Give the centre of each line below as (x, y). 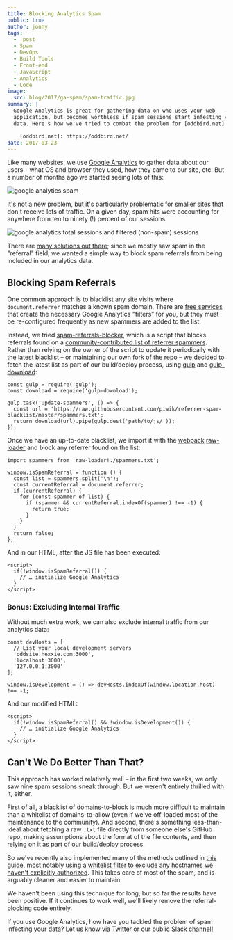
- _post (25, 40)
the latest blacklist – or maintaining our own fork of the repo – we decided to (116, 357)
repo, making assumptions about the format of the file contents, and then (112, 837)
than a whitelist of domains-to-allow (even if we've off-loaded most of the (113, 815)
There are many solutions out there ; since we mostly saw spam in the (106, 246)
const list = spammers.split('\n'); (66, 479)
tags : (15, 33)
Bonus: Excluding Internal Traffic (63, 607)
